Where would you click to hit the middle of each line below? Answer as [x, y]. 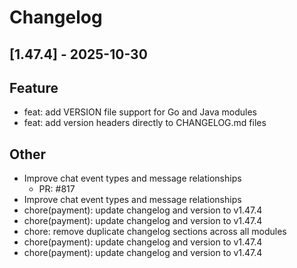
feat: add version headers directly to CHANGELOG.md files [145, 123]
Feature [34, 87]
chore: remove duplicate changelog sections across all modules [155, 232]
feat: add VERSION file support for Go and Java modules [140, 112]
